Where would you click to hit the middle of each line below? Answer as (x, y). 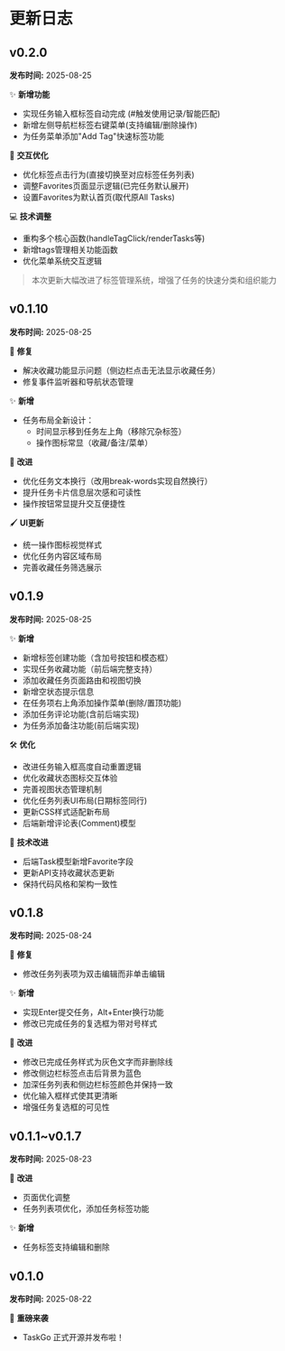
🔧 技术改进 (29, 842)
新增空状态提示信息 (58, 691)
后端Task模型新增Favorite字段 (78, 861)
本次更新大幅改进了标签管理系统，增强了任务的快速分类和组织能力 (154, 280)
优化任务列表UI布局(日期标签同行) (85, 800)
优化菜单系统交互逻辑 (62, 261)
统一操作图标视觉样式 (62, 545)
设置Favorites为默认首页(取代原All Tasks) (99, 197)
